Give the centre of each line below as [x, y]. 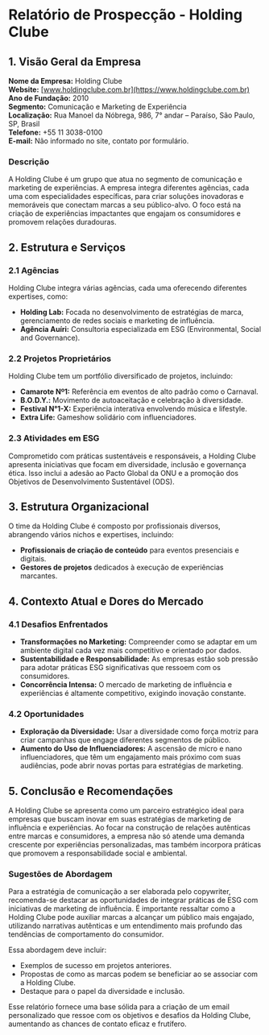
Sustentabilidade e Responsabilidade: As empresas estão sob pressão [139, 659]
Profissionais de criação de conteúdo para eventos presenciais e [129, 550]
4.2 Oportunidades [46, 714]
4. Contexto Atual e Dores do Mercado [106, 601]
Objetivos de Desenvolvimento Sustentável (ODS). [91, 482]
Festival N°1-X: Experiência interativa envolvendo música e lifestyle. [133, 409]
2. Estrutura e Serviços [67, 247]
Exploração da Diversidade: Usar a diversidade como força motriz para [139, 731]
